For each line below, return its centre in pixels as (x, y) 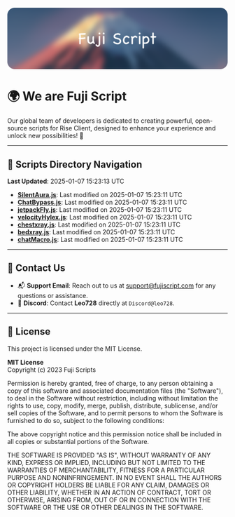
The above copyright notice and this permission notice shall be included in (114, 434)
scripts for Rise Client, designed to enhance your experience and (122, 128)
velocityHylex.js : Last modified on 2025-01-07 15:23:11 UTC (105, 217)
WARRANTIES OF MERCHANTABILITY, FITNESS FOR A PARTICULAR (106, 470)
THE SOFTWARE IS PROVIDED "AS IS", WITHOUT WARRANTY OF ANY (109, 455)
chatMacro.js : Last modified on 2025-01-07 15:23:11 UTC (100, 240)
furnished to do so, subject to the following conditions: (86, 420)
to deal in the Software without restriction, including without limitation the (113, 398)
